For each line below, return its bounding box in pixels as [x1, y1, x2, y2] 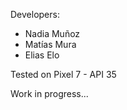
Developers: [10, 9, 60, 20]
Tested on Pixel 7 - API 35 [10, 69, 117, 80]
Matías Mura [24, 39, 77, 50]
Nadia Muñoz [24, 28, 81, 39]
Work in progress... [10, 88, 89, 99]
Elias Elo [24, 49, 60, 61]
